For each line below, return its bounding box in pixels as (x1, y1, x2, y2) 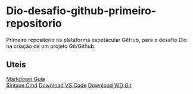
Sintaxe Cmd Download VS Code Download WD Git (6, 82, 132, 89)
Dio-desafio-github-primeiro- (6, 4, 157, 18)
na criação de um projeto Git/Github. (6, 43, 96, 50)
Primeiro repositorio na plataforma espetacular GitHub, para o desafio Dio (6, 36, 187, 43)
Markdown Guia (6, 75, 45, 82)
